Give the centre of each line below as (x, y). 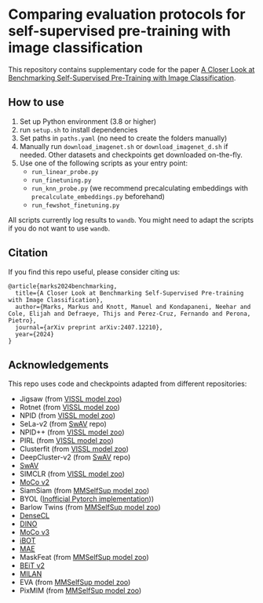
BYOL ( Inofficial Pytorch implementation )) (87, 499)
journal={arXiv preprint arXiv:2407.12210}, (89, 327)
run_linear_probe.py (65, 172)
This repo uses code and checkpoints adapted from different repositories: (128, 384)
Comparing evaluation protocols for (127, 15)
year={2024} (35, 334)
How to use (36, 102)
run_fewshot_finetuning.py (75, 205)
